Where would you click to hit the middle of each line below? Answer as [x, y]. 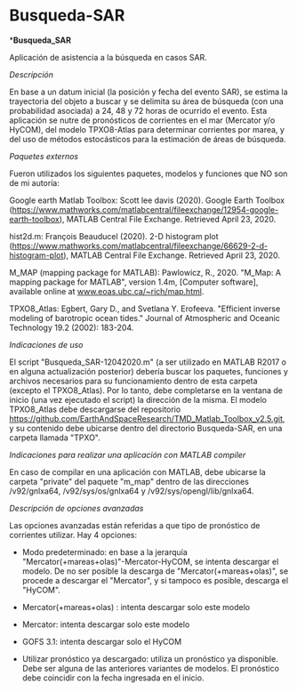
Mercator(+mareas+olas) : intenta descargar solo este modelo [136, 607]
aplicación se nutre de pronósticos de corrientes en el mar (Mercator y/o [142, 120]
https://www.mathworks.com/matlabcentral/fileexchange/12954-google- [145, 209]
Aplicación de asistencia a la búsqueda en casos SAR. [108, 57]
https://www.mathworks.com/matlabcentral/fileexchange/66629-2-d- [140, 245]
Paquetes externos [44, 156]
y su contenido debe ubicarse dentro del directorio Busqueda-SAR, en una [146, 428]
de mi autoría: [34, 182]
